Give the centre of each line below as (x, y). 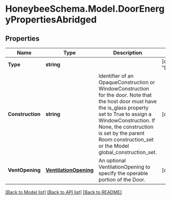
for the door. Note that (125, 95)
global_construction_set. (127, 152)
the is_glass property (124, 108)
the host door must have (127, 101)
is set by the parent (121, 133)
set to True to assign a (125, 114)
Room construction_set (126, 139)
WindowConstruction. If (127, 120)
